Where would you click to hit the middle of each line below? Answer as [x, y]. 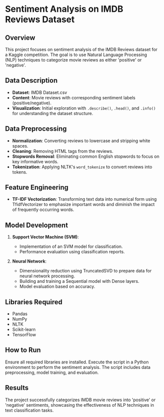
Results [17, 388]
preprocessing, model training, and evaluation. [52, 372]
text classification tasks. [29, 410]
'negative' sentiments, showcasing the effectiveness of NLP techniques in [80, 405]
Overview [20, 38]
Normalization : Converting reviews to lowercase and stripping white [81, 141]
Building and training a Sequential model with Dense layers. [79, 281]
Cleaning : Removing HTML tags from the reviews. [63, 151]
